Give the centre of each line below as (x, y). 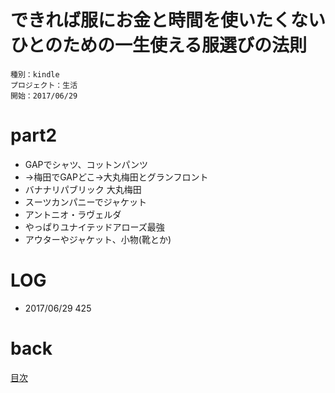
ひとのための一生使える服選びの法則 (159, 45)
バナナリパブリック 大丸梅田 (83, 189)
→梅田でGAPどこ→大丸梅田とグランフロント (116, 177)
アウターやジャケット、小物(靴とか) (98, 239)
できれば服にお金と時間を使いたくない (168, 20)
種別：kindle (35, 74)
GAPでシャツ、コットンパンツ (86, 164)
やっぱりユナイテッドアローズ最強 (94, 227)
